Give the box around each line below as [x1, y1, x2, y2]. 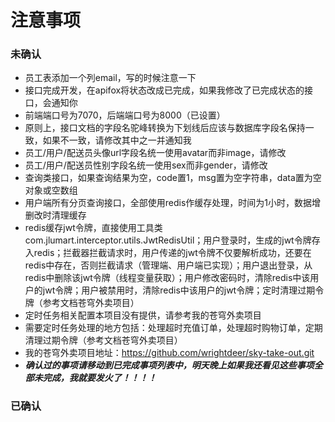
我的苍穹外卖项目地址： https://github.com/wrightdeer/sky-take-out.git [24, 347, 315, 359]
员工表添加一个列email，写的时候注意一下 [24, 72, 197, 84]
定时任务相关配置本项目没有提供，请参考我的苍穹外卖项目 [24, 309, 262, 321]
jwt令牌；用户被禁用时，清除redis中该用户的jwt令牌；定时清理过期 [42, 284, 316, 296]
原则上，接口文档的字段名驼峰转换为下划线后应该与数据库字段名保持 [24, 122, 306, 134]
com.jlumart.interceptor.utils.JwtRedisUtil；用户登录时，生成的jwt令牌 [24, 234, 312, 246]
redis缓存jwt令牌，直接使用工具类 [24, 222, 163, 234]
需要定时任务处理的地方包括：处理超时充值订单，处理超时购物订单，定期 [24, 322, 323, 334]
